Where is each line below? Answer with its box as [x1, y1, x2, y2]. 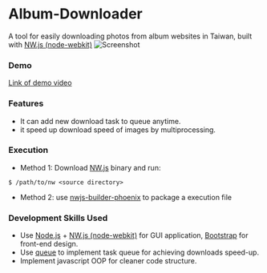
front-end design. [19, 239, 79, 249]
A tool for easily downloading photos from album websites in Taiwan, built [8, 31, 253, 41]
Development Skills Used [8, 212, 108, 223]
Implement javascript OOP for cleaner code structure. [19, 256, 197, 266]
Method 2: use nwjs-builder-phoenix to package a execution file [19, 192, 233, 202]
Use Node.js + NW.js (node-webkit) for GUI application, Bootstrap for [19, 231, 249, 240]
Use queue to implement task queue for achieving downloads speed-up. [19, 247, 259, 257]
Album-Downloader [8, 5, 143, 23]
